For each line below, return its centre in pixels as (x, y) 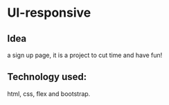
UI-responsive (49, 13)
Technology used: (47, 77)
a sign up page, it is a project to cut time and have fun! (85, 55)
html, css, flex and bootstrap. (49, 94)
